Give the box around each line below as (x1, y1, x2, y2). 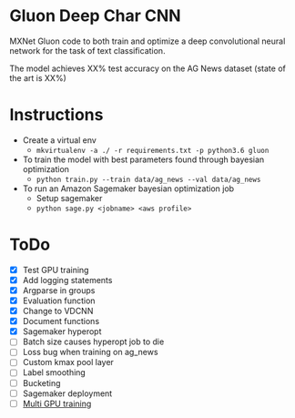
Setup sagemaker (36, 192, 103, 203)
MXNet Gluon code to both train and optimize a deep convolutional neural (9, 36, 286, 46)
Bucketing (22, 377, 61, 388)
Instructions (9, 105, 104, 126)
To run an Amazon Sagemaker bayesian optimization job (22, 183, 235, 194)
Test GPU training (22, 264, 89, 275)
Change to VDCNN (22, 306, 94, 317)
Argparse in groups (22, 284, 96, 296)
